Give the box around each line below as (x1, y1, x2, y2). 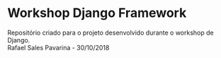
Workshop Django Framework (7, 5, 187, 21)
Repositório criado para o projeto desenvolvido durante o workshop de (7, 28, 214, 37)
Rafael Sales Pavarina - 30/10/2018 (7, 43, 110, 52)
